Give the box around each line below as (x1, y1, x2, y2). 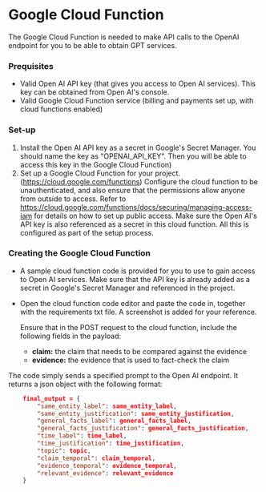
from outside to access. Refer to (19, 194, 127, 204)
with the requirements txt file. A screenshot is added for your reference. (19, 307, 257, 317)
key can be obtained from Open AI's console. (19, 87, 170, 97)
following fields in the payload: (19, 331, 122, 341)
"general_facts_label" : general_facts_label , (37, 417, 192, 425)
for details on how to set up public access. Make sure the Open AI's (34, 211, 258, 220)
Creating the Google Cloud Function (8, 248, 151, 259)
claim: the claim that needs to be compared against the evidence (31, 346, 248, 356)
